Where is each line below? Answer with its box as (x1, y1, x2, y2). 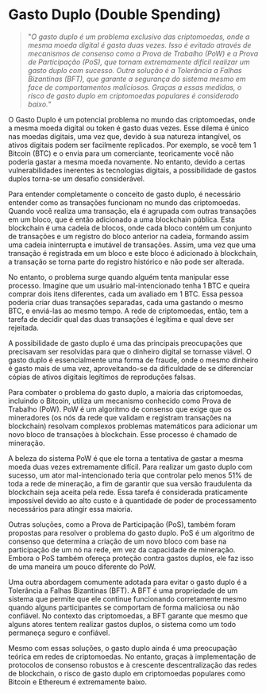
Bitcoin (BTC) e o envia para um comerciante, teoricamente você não (8, 149, 234, 158)
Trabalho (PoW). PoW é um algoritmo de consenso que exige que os (8, 404, 232, 414)
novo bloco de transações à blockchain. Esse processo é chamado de (8, 429, 237, 439)
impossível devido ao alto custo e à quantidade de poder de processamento (8, 495, 256, 505)
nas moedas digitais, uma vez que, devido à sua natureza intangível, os (8, 131, 241, 141)
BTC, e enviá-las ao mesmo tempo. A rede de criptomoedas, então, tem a (8, 306, 249, 316)
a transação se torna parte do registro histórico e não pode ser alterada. (8, 257, 245, 266)
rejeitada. (8, 323, 40, 332)
